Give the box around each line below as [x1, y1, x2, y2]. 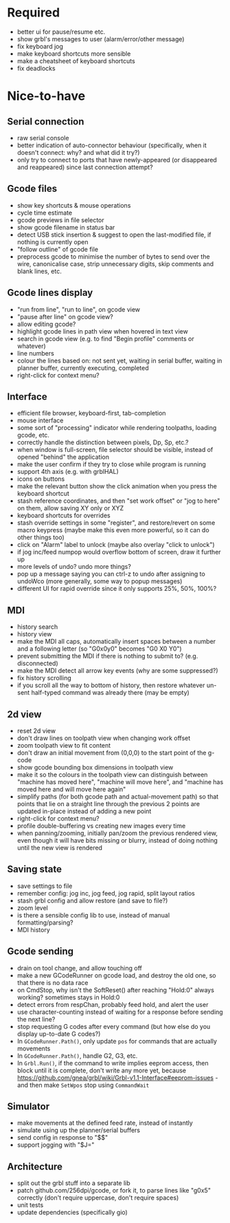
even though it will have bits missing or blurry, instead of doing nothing [16, 836, 218, 844]
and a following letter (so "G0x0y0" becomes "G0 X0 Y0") [16, 645, 182, 653]
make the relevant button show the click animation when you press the [16, 482, 218, 490]
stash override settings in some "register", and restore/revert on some [16, 519, 216, 527]
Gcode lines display [7, 287, 93, 299]
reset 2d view [16, 727, 56, 735]
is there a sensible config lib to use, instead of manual [16, 911, 170, 919]
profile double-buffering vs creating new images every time [16, 822, 186, 830]
